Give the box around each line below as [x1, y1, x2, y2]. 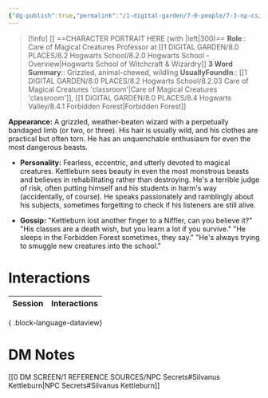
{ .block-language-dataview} [8, 317, 103, 327]
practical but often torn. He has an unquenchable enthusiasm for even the [8, 133, 251, 144]
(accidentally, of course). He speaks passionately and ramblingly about [19, 191, 254, 201]
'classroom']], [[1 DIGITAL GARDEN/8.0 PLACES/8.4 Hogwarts [27, 93, 232, 102]
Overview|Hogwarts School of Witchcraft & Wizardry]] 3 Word [27, 59, 233, 69]
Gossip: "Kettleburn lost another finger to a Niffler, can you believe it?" [19, 215, 253, 225]
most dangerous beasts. [8, 142, 89, 152]
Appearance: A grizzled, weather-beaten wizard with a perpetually [8, 116, 229, 126]
